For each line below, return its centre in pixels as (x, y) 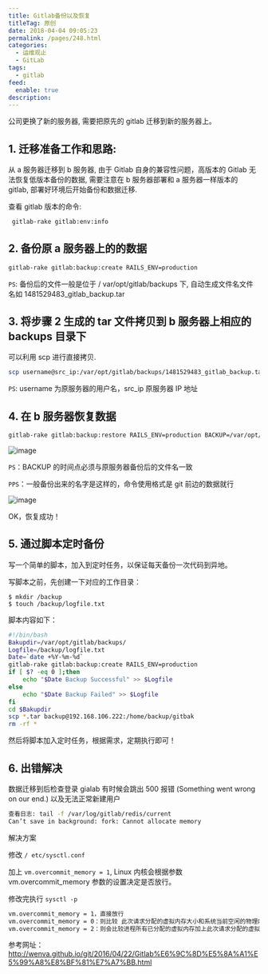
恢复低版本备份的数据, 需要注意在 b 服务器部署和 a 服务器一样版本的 (126, 180)
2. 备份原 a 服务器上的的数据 (78, 249)
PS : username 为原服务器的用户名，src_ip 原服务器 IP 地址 (103, 389)
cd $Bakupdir (30, 709)
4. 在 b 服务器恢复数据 (63, 416)
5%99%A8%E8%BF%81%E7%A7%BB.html (80, 962)
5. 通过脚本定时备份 (56, 544)
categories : (28, 46)
